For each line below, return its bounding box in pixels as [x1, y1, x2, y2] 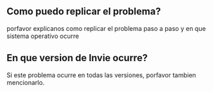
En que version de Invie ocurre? [6, 52, 148, 64]
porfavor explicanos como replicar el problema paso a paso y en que [6, 24, 207, 32]
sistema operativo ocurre [6, 32, 79, 40]
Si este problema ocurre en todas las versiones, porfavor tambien [6, 70, 196, 79]
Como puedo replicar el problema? [6, 6, 161, 18]
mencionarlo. [6, 78, 45, 86]
